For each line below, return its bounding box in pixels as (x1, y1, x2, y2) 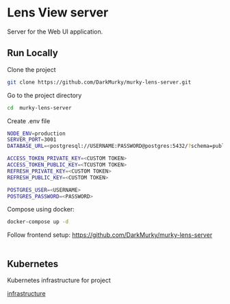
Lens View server (7, 5, 109, 21)
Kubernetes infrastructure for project (7, 276, 111, 285)
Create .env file (7, 116, 51, 125)
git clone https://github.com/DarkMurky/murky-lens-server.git (7, 79, 192, 86)
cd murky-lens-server (7, 104, 72, 111)
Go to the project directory (7, 91, 82, 99)
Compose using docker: (7, 205, 75, 214)
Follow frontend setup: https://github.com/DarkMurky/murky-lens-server (7, 231, 213, 239)
